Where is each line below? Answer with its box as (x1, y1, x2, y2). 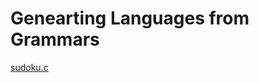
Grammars (10, 28, 100, 51)
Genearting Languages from (10, 7, 250, 30)
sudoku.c (10, 61, 49, 73)
